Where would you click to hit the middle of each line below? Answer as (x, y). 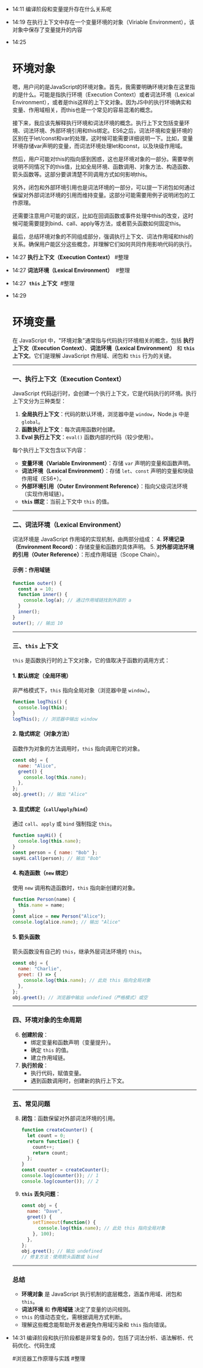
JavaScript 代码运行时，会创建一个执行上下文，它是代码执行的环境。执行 (104, 393)
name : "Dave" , (45, 1211)
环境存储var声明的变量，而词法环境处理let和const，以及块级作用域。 (99, 145)
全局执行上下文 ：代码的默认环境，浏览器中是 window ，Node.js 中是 (105, 414)
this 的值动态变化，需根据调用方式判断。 (73, 1317)
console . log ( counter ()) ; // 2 (60, 1181)
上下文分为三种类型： (39, 401)
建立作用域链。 (49, 1057)
